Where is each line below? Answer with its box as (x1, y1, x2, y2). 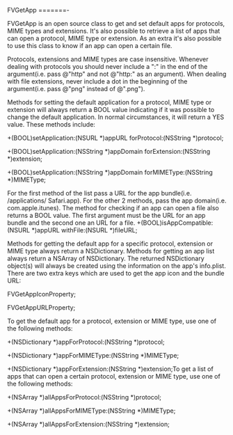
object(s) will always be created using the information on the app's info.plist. (7, 262, 226, 270)
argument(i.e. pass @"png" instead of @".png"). (7, 85, 145, 93)
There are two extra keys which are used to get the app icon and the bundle (7, 269, 225, 277)
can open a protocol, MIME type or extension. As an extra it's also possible (7, 34, 222, 42)
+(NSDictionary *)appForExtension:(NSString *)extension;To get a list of (7, 365, 214, 373)
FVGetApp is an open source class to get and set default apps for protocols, (7, 19, 225, 27)
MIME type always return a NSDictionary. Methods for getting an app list (7, 247, 215, 255)
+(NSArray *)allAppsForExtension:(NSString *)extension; (7, 420, 170, 428)
